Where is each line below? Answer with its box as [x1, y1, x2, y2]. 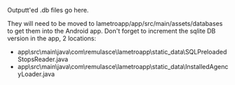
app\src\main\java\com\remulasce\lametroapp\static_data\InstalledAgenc [17, 63, 229, 70]
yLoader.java [17, 70, 55, 78]
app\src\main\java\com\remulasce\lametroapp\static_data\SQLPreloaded [17, 48, 227, 56]
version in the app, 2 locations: [7, 34, 97, 42]
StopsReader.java [17, 55, 69, 63]
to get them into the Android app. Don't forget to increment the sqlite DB [7, 27, 216, 35]
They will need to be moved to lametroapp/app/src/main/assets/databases [7, 20, 223, 27]
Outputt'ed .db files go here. [7, 6, 89, 14]
